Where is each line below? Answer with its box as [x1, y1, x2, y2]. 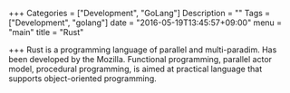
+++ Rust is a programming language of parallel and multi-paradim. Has [8, 44, 277, 55]
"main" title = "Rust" [8, 27, 84, 37]
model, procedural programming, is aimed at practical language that [8, 63, 263, 74]
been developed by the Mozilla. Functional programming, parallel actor [8, 54, 273, 64]
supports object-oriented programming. [8, 73, 158, 84]
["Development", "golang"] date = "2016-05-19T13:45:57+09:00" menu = [8, 17, 283, 28]
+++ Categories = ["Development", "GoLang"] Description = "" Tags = [8, 8, 271, 18]
